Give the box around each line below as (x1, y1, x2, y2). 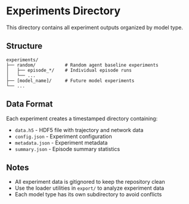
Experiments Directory (6, 4, 121, 18)
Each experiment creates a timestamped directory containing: (6, 115, 158, 122)
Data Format (6, 99, 53, 109)
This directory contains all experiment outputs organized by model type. (6, 24, 184, 31)
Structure (6, 41, 43, 51)
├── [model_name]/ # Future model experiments (6, 77, 135, 84)
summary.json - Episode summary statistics (14, 145, 120, 152)
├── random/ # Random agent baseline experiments (6, 62, 159, 68)
